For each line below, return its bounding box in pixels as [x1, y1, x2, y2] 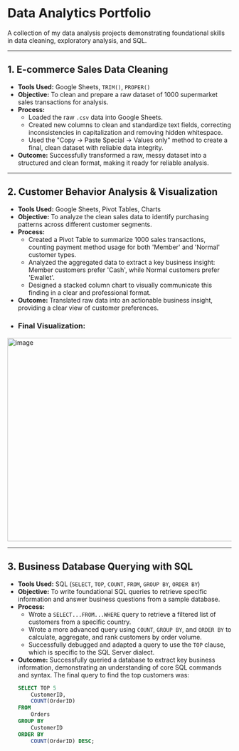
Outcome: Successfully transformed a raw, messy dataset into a [17, 151, 207, 159]
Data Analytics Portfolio [7, 5, 152, 21]
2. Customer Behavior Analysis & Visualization [7, 186, 218, 198]
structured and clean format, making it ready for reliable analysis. [17, 158, 209, 167]
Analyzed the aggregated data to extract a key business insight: [28, 258, 216, 266]
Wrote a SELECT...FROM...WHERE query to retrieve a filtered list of [28, 610, 216, 618]
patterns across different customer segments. [17, 220, 153, 228]
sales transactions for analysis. [17, 98, 109, 106]
